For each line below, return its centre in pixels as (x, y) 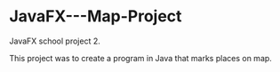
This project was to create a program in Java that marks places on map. (141, 58)
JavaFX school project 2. (55, 41)
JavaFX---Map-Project (96, 16)
